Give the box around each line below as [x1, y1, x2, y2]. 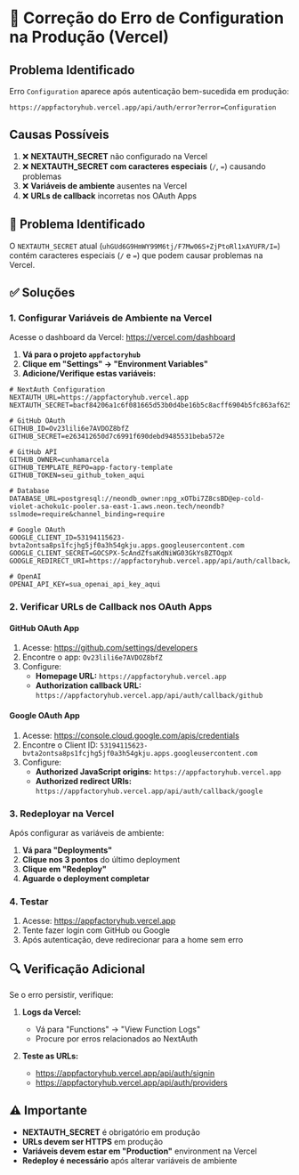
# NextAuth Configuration [9, 385, 105, 394]
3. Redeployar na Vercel [9, 807, 115, 820]
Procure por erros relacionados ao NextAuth [35, 1033, 198, 1044]
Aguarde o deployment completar [21, 872, 149, 884]
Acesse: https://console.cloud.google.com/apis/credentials [21, 730, 240, 741]
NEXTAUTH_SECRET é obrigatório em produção [21, 1126, 200, 1138]
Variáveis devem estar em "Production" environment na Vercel [21, 1146, 258, 1156]
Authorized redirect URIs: [35, 775, 132, 786]
